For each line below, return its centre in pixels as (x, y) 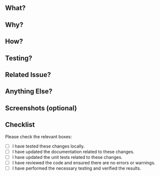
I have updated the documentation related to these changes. (73, 151)
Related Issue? (28, 75)
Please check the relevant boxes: (39, 136)
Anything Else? (29, 91)
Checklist (20, 125)
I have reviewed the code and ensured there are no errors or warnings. (84, 163)
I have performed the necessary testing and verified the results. (77, 168)
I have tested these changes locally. (48, 146)
